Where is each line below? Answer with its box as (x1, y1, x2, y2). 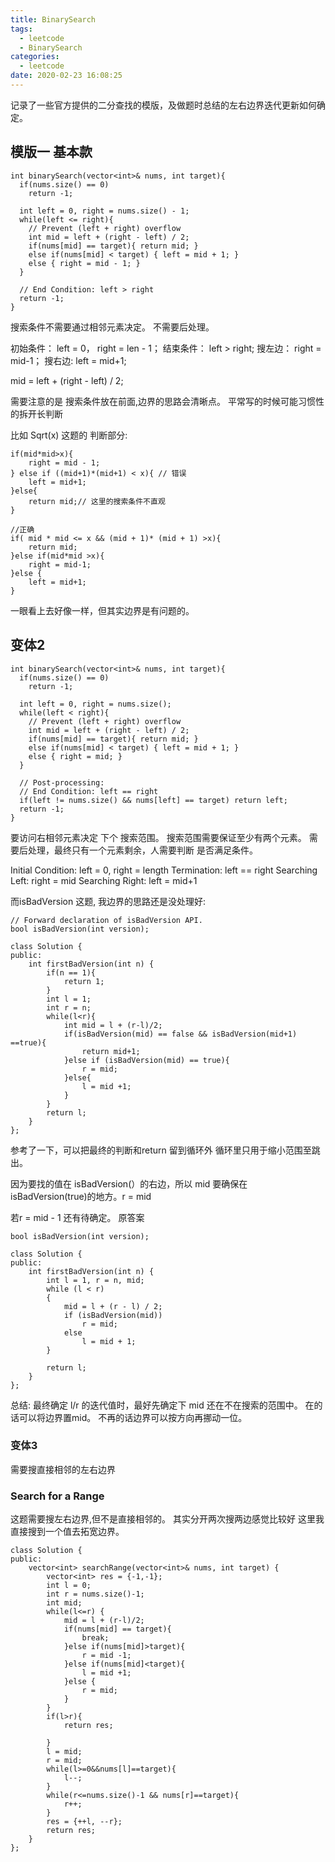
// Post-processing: (19, 777, 105, 788)
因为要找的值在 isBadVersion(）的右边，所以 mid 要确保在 (10, 1177, 248, 1190)
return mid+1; (81, 1046, 141, 1056)
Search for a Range (10, 1489, 105, 1503)
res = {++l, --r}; (46, 1817, 123, 1827)
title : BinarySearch (10, 14, 97, 25)
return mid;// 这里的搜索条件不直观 (28, 496, 166, 506)
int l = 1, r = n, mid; (46, 1275, 145, 1285)
